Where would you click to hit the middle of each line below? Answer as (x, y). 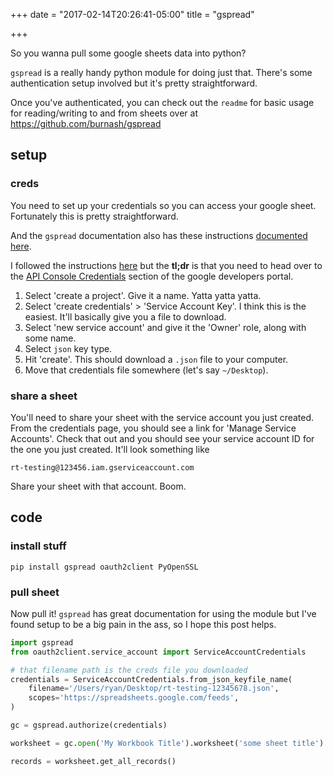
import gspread (42, 642)
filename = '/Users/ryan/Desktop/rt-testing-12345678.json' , (154, 689)
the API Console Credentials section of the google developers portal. (152, 276)
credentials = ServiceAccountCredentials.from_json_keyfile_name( (151, 679)
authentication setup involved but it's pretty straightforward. (134, 83)
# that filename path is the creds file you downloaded (129, 670)
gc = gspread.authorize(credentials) (89, 725)
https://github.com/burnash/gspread (86, 123)
